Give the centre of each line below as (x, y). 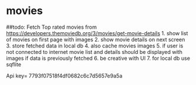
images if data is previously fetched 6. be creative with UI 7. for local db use (98, 58)
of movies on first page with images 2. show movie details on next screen (96, 39)
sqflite (14, 64)
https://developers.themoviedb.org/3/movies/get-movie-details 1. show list (97, 33)
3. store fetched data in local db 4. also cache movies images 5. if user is (95, 46)
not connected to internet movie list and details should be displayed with (94, 52)
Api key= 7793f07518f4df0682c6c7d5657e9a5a (64, 76)
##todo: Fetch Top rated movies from (52, 27)
